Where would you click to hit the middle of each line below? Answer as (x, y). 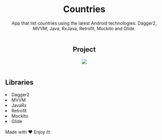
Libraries (19, 83)
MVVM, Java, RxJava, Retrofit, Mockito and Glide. (84, 28)
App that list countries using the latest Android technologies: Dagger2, (84, 23)
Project (84, 49)
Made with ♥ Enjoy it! (28, 132)
